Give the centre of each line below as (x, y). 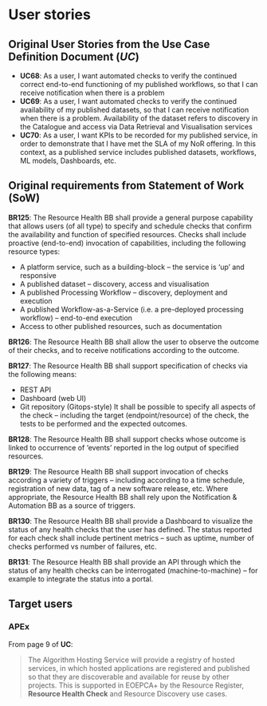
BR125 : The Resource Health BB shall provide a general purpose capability (131, 217)
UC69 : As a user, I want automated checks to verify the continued (128, 101)
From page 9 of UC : (41, 644)
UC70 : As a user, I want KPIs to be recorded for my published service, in (139, 135)
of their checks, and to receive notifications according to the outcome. (124, 350)
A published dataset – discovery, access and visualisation (114, 284)
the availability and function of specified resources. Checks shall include (128, 234)
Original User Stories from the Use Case (109, 44)
